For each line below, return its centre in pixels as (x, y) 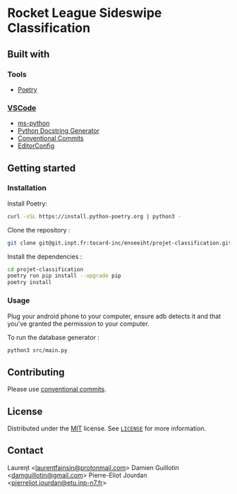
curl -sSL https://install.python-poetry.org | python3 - (94, 216)
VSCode (22, 107)
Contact (25, 451)
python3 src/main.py (38, 350)
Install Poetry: (28, 204)
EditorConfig (36, 146)
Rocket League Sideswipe (85, 13)
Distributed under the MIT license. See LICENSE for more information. (107, 428)
